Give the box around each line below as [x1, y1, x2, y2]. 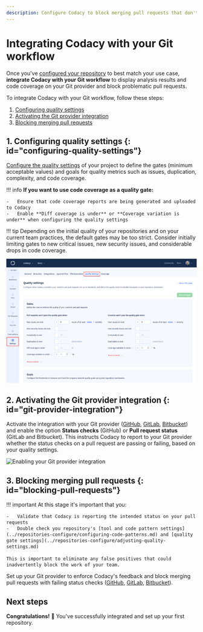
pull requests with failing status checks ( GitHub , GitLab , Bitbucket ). [6, 579, 173, 587]
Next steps [6, 596, 48, 607]
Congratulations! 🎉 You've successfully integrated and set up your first [6, 612, 185, 620]
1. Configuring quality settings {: [6, 136, 131, 146]
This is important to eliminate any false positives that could [6, 556, 172, 562]
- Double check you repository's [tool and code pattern [6, 525, 158, 532]
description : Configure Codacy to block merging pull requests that [6, 10, 182, 16]
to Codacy [6, 205, 31, 211]
